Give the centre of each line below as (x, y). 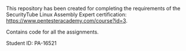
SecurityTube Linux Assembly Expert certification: (66, 14)
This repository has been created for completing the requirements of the (93, 8)
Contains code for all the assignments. (52, 32)
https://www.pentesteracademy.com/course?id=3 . (67, 21)
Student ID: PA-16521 (31, 43)
